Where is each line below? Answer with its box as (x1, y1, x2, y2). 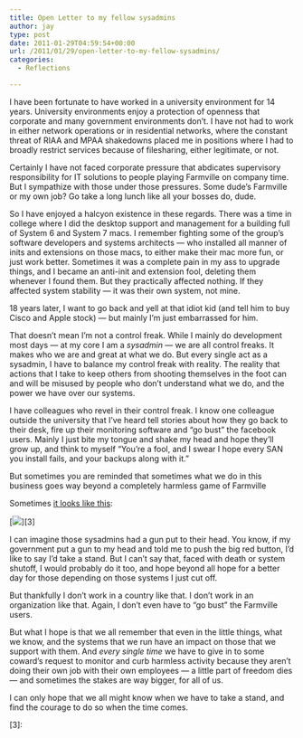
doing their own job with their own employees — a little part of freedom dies (9, 665, 293, 676)
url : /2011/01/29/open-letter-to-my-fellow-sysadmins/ (9, 47, 221, 56)
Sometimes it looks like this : (9, 497, 113, 508)
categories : (9, 55, 54, 64)
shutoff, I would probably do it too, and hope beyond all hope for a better (9, 563, 280, 573)
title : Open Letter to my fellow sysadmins (9, 13, 176, 23)
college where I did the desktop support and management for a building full (9, 218, 291, 229)
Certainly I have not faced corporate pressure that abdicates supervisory (9, 162, 281, 173)
